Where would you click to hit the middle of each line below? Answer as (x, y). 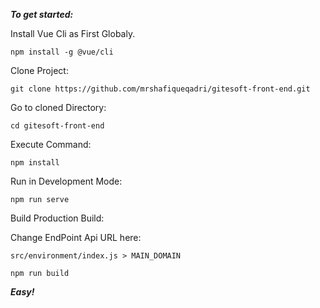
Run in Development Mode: (66, 181)
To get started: (42, 14)
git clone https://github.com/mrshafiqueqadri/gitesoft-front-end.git (160, 89)
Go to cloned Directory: (58, 107)
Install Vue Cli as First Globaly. (73, 33)
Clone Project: (39, 70)
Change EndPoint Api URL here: (76, 237)
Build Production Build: (57, 218)
